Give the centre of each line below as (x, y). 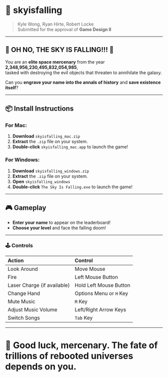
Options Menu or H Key (101, 293)
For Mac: (16, 126)
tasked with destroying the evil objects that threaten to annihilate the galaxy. (83, 73)
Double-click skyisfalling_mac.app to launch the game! (70, 147)
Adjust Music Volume (32, 309)
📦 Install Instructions (39, 109)
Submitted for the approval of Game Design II (64, 29)
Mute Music (21, 301)
